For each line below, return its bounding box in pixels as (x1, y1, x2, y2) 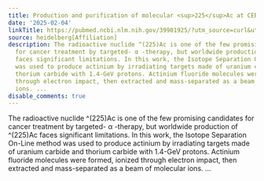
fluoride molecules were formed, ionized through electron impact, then (8, 155, 237, 165)
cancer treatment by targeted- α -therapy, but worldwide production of (8, 122, 238, 131)
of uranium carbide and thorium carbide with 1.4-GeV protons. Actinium (8, 147, 240, 157)
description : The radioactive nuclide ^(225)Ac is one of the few (8, 41, 230, 49)
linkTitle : (8, 26, 44, 34)
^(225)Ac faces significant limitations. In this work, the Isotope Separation (8, 131, 247, 140)
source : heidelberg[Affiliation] (8, 33, 118, 42)
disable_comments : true (8, 92, 86, 100)
